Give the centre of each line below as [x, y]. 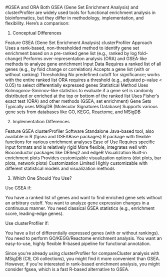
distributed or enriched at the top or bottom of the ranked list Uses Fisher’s [82, 96]
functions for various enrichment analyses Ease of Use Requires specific [80, 142]
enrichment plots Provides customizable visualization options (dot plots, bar [83, 158]
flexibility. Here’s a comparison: [37, 23]
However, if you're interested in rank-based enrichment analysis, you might [82, 264]
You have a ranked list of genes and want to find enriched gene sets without [84, 198]
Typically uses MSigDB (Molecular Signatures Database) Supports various [81, 106]
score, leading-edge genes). [34, 213]
